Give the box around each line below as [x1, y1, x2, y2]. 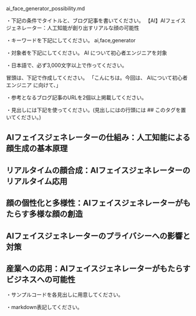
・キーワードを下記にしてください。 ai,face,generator [6, 37, 136, 43]
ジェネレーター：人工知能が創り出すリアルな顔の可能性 [6, 25, 139, 31]
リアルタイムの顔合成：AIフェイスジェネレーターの [6, 165, 191, 175]
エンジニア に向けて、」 [6, 81, 61, 89]
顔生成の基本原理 [6, 144, 68, 154]
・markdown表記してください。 [6, 304, 83, 311]
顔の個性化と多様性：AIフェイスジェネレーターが [6, 198, 183, 208]
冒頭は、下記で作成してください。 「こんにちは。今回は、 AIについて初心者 [6, 74, 188, 81]
